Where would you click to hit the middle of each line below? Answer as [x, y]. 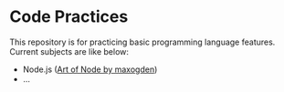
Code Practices [69, 17]
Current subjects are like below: [69, 51]
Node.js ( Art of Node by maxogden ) [90, 69]
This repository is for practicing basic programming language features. [142, 42]
